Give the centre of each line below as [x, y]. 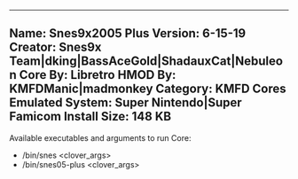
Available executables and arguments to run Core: [100, 137]
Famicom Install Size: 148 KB [90, 117]
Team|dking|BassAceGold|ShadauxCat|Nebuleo [146, 62]
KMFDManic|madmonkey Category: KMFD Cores [148, 89]
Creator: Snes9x [55, 47]
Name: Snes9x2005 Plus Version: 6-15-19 [128, 33]
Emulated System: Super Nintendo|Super [125, 103]
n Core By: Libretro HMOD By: [93, 75]
